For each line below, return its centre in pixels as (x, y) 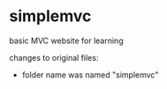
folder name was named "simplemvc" (90, 74)
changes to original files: (54, 57)
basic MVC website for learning (66, 41)
